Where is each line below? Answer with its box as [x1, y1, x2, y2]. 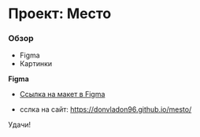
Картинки [19, 59, 53, 68]
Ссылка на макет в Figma [19, 90, 106, 99]
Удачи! [8, 120, 31, 130]
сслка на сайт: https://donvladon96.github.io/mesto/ [19, 105, 192, 114]
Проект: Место [8, 5, 112, 23]
